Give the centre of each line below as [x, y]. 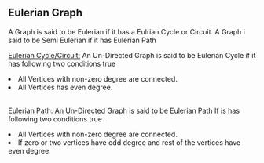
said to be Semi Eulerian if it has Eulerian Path [82, 40]
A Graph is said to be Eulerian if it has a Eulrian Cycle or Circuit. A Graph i [127, 31]
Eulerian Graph [46, 13]
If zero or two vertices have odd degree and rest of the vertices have [130, 142]
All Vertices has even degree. [66, 87]
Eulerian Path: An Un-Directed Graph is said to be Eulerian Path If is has [124, 110]
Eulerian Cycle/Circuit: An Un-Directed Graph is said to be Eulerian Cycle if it [132, 55]
